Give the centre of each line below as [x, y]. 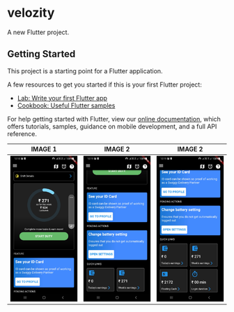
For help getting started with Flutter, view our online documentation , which [114, 119]
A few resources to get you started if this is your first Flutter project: [104, 84]
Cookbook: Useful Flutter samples [66, 105]
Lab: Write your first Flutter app [62, 98]
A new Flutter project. [38, 32]
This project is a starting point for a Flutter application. [85, 70]
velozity [31, 13]
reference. [22, 133]
